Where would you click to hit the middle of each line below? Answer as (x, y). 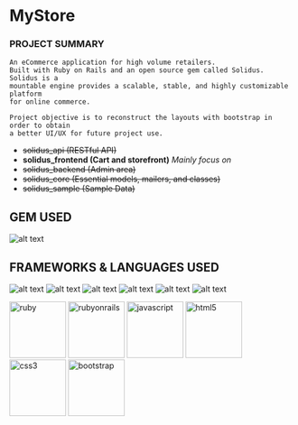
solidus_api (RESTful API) (70, 151)
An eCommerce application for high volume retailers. (113, 63)
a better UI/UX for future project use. (87, 134)
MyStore (42, 16)
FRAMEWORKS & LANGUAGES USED (114, 267)
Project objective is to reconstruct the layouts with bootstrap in (141, 118)
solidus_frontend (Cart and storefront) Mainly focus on (127, 160)
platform (26, 94)
